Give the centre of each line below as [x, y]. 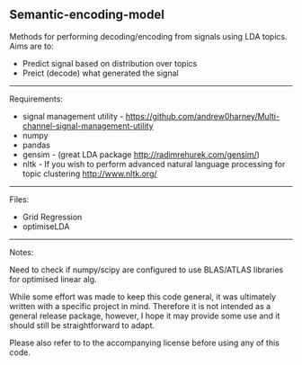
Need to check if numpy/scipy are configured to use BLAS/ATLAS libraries [147, 270]
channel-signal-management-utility [88, 126]
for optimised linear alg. [53, 279]
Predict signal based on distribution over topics [110, 63]
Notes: [22, 252]
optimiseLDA [46, 226]
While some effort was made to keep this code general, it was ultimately [143, 297]
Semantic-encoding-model [87, 15]
